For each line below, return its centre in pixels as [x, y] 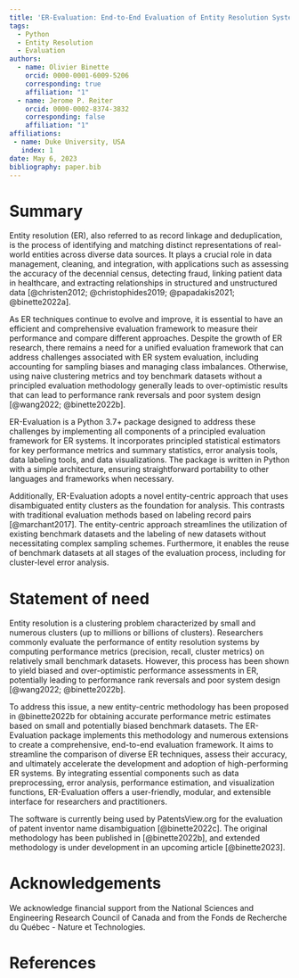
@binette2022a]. [40, 302]
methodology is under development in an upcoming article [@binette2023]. [147, 848]
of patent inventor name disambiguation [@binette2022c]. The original [138, 829]
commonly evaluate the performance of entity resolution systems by [134, 642]
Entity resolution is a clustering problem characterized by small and [133, 623]
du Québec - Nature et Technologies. [77, 927]
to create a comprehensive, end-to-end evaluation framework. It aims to [141, 745]
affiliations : [36, 134]
